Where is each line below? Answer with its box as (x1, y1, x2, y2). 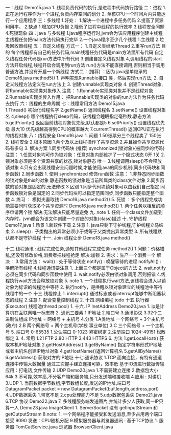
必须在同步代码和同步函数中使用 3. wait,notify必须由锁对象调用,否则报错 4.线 (5, 271, 166, 277)
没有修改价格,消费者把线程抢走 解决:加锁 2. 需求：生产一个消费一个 (15, 252, 156, 258)
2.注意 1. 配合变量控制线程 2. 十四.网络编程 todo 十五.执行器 (24, 297, 150, 303)
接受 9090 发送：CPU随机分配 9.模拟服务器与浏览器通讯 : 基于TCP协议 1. (5, 418, 158, 423)
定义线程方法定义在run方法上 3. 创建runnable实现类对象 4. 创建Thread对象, (5, 81, 163, 87)
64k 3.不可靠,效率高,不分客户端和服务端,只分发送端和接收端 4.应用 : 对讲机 (5, 374, 162, 380)
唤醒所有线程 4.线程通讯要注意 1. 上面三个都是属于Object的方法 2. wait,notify (5, 265, 166, 271)
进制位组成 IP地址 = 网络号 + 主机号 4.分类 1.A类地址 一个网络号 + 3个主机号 (5, 316, 165, 322)
